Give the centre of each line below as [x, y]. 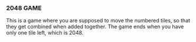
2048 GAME [24, 8]
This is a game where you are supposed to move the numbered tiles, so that [98, 21]
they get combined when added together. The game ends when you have [95, 26]
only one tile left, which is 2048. [45, 33]
